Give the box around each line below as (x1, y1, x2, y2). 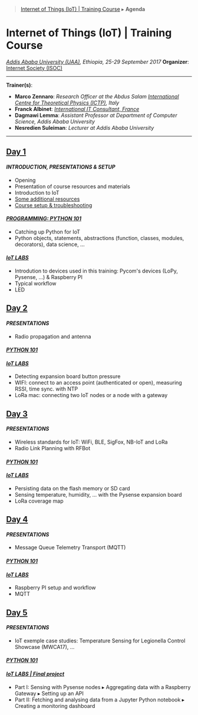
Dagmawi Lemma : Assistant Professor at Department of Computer (14, 111, 178, 119)
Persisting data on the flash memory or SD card (14, 484, 131, 492)
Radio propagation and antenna (14, 333, 91, 340)
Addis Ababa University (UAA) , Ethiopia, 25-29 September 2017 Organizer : (6, 58, 190, 65)
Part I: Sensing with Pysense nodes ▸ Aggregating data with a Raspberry (14, 683, 191, 690)
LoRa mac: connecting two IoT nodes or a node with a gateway (14, 392, 168, 399)
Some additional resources (14, 195, 80, 202)
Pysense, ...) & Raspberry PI (14, 273, 83, 280)
